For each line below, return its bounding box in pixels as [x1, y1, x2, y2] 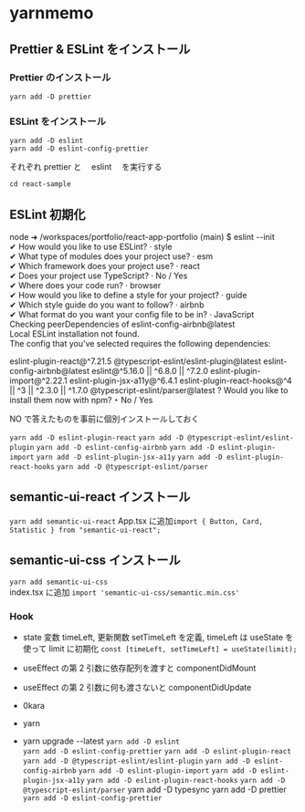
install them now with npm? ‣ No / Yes [9, 394, 153, 405]
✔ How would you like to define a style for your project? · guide [9, 289, 247, 300]
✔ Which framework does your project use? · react [9, 260, 201, 271]
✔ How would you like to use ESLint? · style [9, 241, 173, 252]
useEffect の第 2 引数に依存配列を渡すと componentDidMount [22, 662, 257, 673]
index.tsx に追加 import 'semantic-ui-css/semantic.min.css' [9, 587, 240, 598]
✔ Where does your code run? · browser [9, 279, 162, 290]
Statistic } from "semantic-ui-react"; [9, 526, 162, 535]
